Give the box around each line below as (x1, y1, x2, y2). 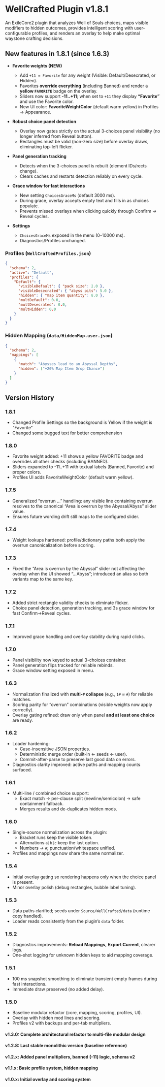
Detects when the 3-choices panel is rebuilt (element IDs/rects (19, 162, 147, 168)
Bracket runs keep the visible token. (19, 834, 93, 840)
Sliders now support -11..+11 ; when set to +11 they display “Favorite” (19, 93, 160, 99)
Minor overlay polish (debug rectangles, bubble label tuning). (12, 884, 136, 890)
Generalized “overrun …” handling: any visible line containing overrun (12, 498, 153, 504)
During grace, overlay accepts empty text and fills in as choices (19, 197, 149, 203)
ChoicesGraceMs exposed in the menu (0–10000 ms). (19, 232, 125, 238)
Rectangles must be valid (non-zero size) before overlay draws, (19, 138, 149, 144)
